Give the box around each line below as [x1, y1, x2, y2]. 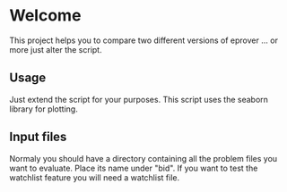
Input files [9, 129, 67, 145]
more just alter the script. [9, 44, 102, 54]
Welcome [9, 5, 82, 26]
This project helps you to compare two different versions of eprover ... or [9, 35, 278, 46]
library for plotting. [9, 104, 78, 114]
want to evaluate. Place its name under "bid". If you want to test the [9, 163, 258, 173]
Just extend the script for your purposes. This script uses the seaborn [9, 94, 269, 104]
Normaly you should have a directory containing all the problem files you [9, 153, 278, 163]
